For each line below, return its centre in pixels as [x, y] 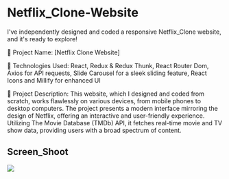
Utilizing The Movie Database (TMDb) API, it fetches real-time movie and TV [115, 123]
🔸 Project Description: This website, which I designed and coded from [106, 94]
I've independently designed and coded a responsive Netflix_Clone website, [114, 32]
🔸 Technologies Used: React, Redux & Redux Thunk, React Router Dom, [108, 65]
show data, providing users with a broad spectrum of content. [94, 130]
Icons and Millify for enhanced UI [54, 80]
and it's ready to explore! [42, 39]
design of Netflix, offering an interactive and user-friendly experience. [106, 116]
